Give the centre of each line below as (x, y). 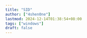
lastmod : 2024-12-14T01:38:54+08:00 (43, 19)
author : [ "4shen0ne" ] (28, 14)
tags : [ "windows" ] (24, 23)
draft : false (19, 28)
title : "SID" (19, 10)
